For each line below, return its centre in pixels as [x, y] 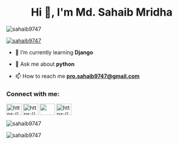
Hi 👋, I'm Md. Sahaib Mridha [102, 12]
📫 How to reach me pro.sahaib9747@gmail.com [77, 76]
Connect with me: [33, 94]
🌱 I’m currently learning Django [54, 52]
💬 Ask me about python [45, 64]
